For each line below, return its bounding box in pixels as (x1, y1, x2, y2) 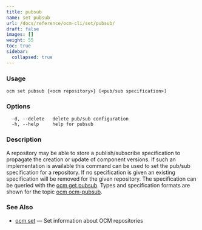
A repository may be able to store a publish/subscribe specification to (6, 149, 181, 156)
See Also (6, 203, 33, 212)
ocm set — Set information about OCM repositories (15, 217, 144, 224)
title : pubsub (6, 9, 42, 15)
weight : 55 (6, 37, 34, 43)
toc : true (6, 43, 32, 49)
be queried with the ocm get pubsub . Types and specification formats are (6, 181, 190, 189)
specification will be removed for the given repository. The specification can (6, 175, 197, 183)
